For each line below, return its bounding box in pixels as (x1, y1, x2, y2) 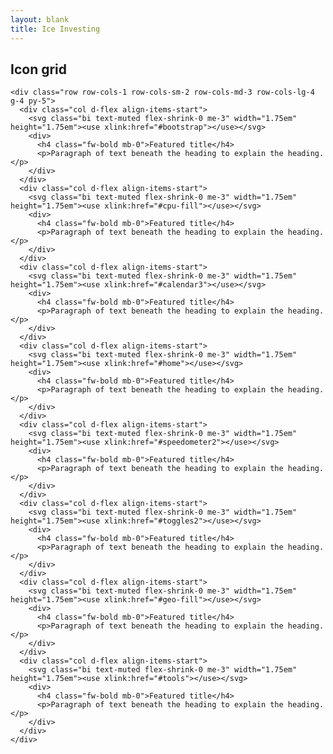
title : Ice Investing (10, 24, 101, 34)
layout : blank (10, 14, 70, 25)
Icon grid (10, 61, 68, 78)
